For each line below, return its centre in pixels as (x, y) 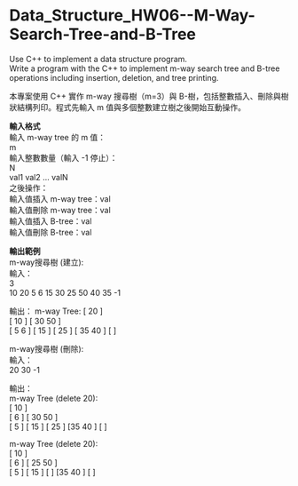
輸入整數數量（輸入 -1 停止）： (63, 157)
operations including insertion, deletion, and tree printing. (114, 77)
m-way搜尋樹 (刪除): (47, 348)
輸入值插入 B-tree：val (51, 221)
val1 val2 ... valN (39, 177)
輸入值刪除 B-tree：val (51, 232)
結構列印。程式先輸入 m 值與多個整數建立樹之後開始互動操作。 (131, 107)
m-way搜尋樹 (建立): (47, 262)
